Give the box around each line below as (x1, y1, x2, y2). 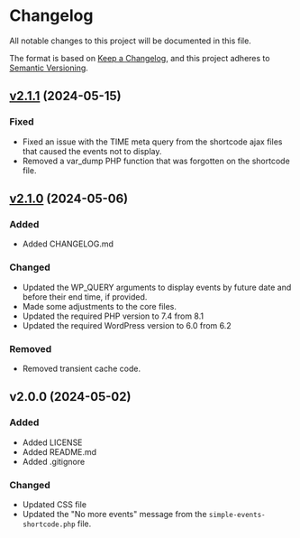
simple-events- (208, 510, 266, 519)
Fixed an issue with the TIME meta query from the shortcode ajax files (22, 136, 283, 147)
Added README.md (22, 446, 97, 457)
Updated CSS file (22, 498, 87, 510)
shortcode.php (22, 520, 76, 529)
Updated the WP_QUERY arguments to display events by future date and (22, 282, 292, 292)
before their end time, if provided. (22, 291, 148, 302)
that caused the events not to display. (22, 145, 162, 156)
